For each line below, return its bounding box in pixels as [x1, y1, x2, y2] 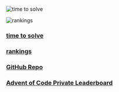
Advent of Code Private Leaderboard [6, 79, 113, 87]
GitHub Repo [6, 63, 43, 71]
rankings [6, 47, 32, 55]
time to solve [6, 31, 44, 39]
